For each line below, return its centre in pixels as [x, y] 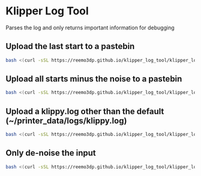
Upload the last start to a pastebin [70, 46]
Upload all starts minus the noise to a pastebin [94, 79]
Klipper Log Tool [47, 11]
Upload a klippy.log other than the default [85, 111]
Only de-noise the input [51, 153]
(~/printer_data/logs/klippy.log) [66, 121]
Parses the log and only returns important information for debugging [90, 28]
